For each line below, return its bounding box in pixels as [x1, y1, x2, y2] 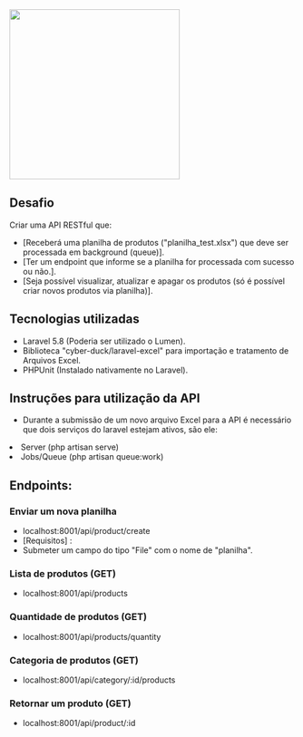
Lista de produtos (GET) [9, 567, 116, 580]
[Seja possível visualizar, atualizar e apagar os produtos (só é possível [22, 276, 286, 286]
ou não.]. [22, 266, 57, 276]
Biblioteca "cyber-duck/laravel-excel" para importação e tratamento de [22, 344, 289, 356]
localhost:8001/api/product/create [22, 526, 151, 537]
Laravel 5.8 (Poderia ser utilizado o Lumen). [22, 335, 186, 346]
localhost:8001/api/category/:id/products [22, 674, 176, 685]
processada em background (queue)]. [22, 247, 165, 257]
